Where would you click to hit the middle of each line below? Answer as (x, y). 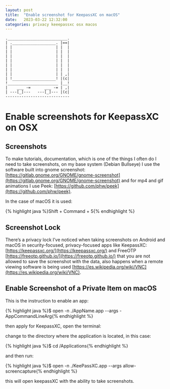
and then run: (19, 356)
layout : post (19, 10)
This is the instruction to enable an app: (47, 300)
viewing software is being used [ (40, 267)
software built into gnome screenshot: (45, 170)
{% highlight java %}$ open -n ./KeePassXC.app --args (63, 365)
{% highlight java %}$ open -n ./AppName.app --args (62, 311)
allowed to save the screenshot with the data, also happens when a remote (84, 262)
